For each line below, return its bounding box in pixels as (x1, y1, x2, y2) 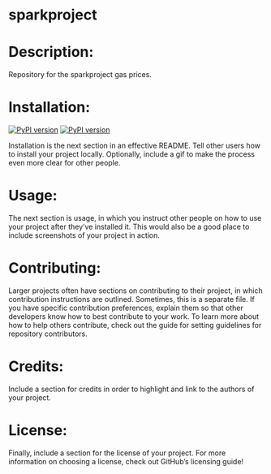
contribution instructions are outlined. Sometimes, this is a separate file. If (8, 294, 256, 304)
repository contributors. (8, 329, 88, 338)
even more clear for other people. (8, 158, 121, 168)
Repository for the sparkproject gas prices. (8, 70, 153, 80)
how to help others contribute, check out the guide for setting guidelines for (8, 320, 262, 330)
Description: (8, 43, 94, 62)
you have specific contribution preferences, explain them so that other (8, 303, 243, 312)
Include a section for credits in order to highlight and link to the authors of (8, 384, 255, 394)
